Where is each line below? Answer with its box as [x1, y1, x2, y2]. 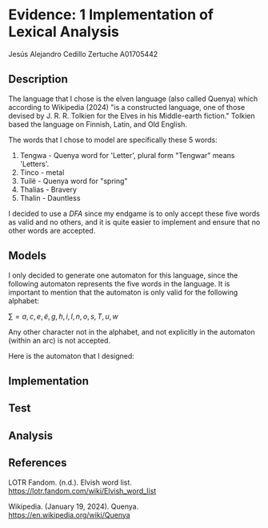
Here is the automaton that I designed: [8, 351, 134, 360]
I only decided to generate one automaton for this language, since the [8, 270, 238, 280]
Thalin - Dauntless [19, 193, 81, 202]
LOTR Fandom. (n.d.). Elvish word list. [8, 477, 132, 487]
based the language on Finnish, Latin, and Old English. [8, 119, 188, 129]
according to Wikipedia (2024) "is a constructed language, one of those [8, 102, 246, 112]
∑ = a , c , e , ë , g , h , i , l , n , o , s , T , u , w [8, 311, 118, 321]
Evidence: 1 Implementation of [8, 6, 214, 24]
